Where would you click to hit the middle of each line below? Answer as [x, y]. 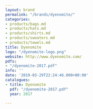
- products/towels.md [28, 43]
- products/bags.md [26, 24]
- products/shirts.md [28, 33]
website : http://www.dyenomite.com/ [43, 57]
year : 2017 [21, 94]
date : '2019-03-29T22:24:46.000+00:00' [47, 75]
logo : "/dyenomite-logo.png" [36, 52]
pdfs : [11, 61]
